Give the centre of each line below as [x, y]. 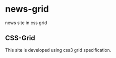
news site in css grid [26, 23]
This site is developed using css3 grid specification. [58, 50]
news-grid [27, 9]
